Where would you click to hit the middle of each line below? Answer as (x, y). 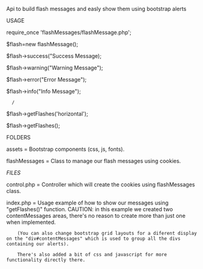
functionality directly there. (46, 260)
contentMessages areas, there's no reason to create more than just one (96, 216)
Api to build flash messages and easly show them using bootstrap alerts (96, 9)
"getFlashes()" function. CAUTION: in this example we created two (90, 209)
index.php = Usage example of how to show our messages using (88, 203)
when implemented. (31, 222)
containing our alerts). (38, 244)
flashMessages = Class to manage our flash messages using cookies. (94, 161)
